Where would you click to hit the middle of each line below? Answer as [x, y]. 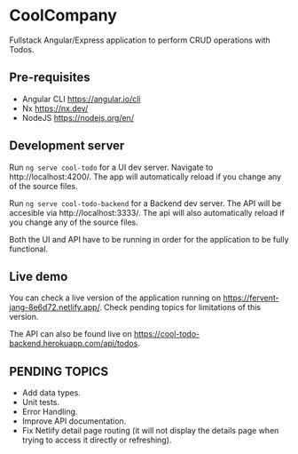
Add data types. [51, 393]
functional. [29, 249]
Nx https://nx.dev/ [55, 108]
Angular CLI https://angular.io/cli [81, 99]
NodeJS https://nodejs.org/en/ [78, 117]
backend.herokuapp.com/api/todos [74, 344]
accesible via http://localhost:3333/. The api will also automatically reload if [147, 212]
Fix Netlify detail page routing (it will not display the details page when [150, 431]
